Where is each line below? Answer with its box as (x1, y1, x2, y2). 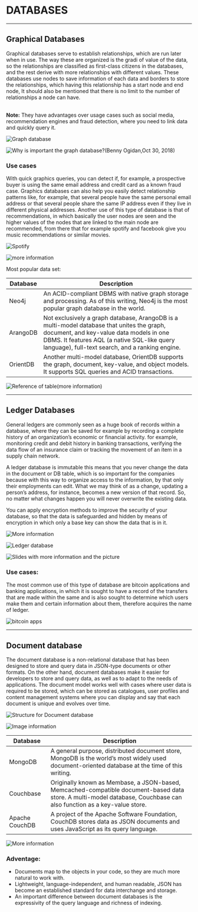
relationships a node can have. (6, 94, 81, 101)
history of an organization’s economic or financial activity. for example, (6, 433, 178, 440)
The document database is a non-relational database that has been (6, 656, 169, 663)
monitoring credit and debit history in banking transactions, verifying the (6, 440, 181, 447)
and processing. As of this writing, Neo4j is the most (43, 297, 188, 305)
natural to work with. (14, 874, 65, 881)
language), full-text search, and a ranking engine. (43, 343, 181, 351)
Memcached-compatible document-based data (50, 785, 184, 794)
